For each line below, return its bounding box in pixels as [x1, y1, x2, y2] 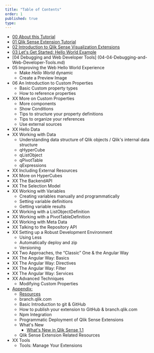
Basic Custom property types [19, 85, 78, 91]
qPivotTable [19, 157, 43, 163]
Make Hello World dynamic [19, 70, 74, 76]
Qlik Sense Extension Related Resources [19, 332, 100, 338]
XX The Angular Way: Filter [12, 265, 66, 271]
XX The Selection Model [12, 183, 61, 189]
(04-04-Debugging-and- [97, 54, 148, 61]
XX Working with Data [12, 132, 56, 138]
